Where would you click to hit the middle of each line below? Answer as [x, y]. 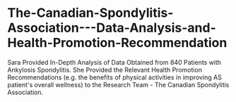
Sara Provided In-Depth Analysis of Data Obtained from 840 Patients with [114, 62]
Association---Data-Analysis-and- [112, 28]
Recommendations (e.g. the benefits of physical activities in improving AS [115, 77]
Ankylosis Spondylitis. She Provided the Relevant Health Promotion [105, 70]
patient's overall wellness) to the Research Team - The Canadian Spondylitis [118, 84]
